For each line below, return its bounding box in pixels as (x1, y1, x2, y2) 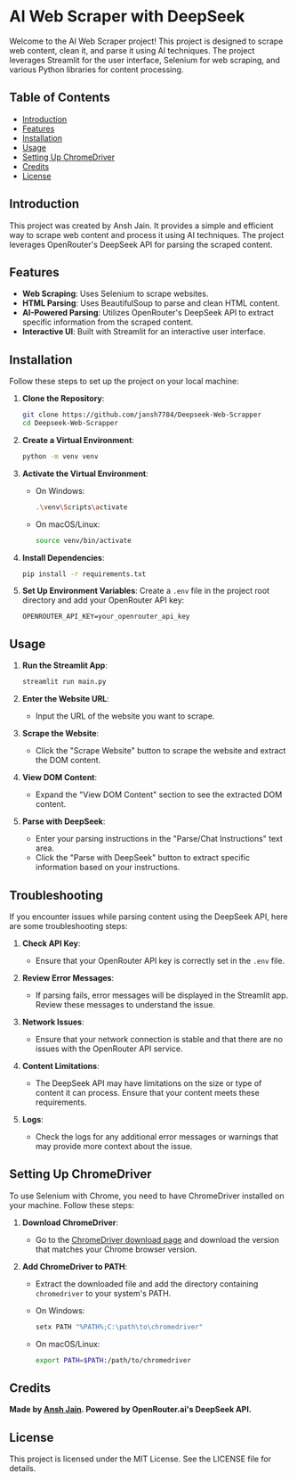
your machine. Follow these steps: (9, 1199, 135, 1210)
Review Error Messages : (21, 972, 114, 983)
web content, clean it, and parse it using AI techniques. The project (9, 45, 255, 55)
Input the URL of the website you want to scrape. (35, 711, 215, 721)
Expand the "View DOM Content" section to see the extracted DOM (35, 789, 283, 800)
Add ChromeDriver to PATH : (21, 1261, 128, 1271)
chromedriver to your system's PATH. (35, 1288, 172, 1298)
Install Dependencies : (21, 552, 105, 563)
